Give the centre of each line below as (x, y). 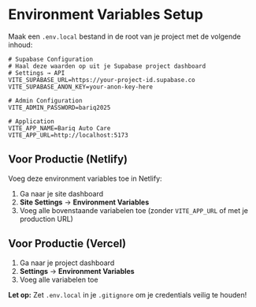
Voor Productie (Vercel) (67, 243)
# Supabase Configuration (50, 59)
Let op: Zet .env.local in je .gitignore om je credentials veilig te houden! (128, 294)
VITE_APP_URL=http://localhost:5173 (68, 135)
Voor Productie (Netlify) (68, 159)
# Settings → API (37, 73)
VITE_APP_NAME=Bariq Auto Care (59, 128)
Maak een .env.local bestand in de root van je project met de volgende (125, 36)
